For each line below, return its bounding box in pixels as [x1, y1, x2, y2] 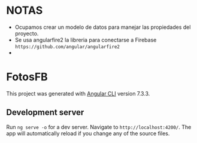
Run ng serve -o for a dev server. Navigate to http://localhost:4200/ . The [6, 123, 192, 130]
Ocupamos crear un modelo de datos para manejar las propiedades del [14, 23, 191, 31]
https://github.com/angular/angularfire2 [14, 43, 120, 50]
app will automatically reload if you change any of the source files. [6, 130, 170, 137]
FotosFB [6, 70, 48, 84]
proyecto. [14, 29, 39, 37]
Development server [6, 108, 84, 118]
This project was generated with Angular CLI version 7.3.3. [6, 90, 150, 97]
